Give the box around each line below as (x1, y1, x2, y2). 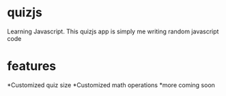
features (7, 59, 57, 74)
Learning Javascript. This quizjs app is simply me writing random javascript (7, 27, 219, 35)
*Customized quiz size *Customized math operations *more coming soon (7, 80, 215, 89)
